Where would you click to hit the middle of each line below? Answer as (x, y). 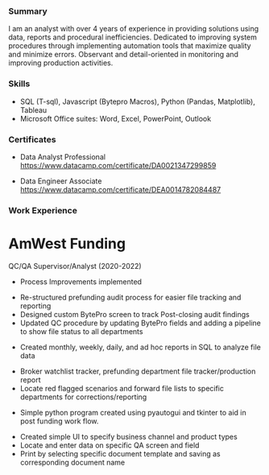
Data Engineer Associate (61, 181)
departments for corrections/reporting (83, 397)
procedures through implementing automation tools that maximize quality (130, 46)
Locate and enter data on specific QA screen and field (110, 445)
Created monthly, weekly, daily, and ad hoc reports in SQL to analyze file (141, 347)
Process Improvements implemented (81, 281)
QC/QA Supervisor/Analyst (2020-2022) (75, 266)
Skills (19, 84)
